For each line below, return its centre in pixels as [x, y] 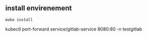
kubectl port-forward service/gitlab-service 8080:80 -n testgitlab [74, 29]
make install [19, 19]
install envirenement [39, 8]
